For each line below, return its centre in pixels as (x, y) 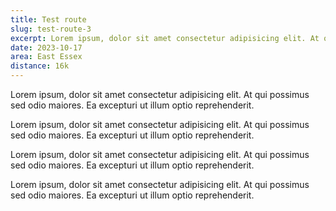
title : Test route (48, 19)
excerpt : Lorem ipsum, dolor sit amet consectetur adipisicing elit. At (165, 38)
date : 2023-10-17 (46, 47)
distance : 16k (40, 66)
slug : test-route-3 (51, 29)
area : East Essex (46, 57)
